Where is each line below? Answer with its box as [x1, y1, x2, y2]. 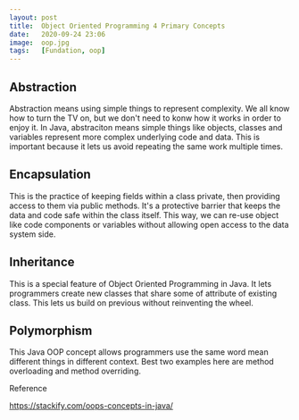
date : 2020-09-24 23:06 [9, 29, 105, 38]
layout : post [9, 13, 58, 22]
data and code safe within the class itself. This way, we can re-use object [9, 209, 279, 220]
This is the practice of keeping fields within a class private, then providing [9, 190, 281, 201]
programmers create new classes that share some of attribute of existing [9, 288, 278, 298]
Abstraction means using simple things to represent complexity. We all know [9, 103, 290, 113]
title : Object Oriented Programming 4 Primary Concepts [9, 21, 226, 30]
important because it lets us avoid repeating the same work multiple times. [9, 140, 284, 152]
